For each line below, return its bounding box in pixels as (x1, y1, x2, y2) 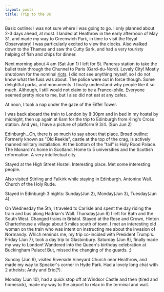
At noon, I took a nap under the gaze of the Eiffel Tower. (5, 101, 117, 107)
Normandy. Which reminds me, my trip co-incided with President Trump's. (5, 231, 155, 237)
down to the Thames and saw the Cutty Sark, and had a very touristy (5, 46, 144, 52)
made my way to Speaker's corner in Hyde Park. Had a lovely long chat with (5, 262, 158, 268)
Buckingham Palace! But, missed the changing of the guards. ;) (5, 247, 132, 253)
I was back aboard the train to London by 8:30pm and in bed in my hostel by (5, 111, 159, 117)
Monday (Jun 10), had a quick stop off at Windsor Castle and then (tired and (5, 276, 158, 282)
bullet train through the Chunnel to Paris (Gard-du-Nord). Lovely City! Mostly (5, 66, 159, 72)
